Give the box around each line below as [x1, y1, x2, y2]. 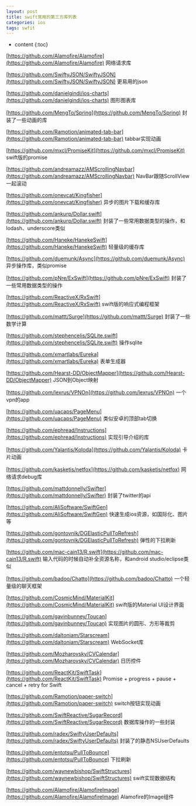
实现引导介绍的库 [108, 434, 149, 441]
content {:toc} [14, 41, 49, 48]
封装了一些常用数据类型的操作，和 [103, 218, 185, 225]
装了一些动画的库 [6, 117, 47, 124]
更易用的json [116, 78, 148, 85]
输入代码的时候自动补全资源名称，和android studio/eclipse [43, 556, 184, 563]
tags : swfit [6, 25, 35, 31]
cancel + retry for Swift [6, 682, 62, 689]
